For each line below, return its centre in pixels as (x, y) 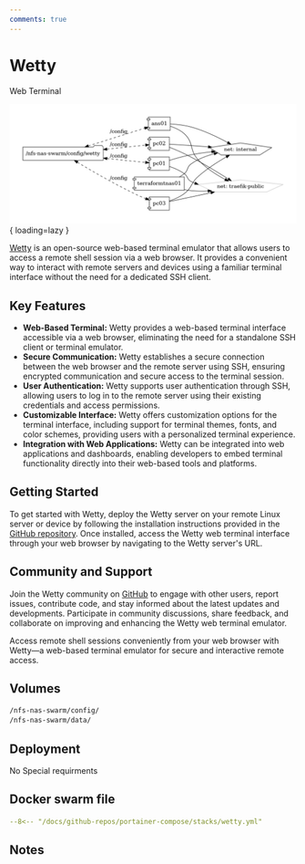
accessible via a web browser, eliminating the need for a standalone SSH (159, 338)
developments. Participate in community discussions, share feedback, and (149, 613)
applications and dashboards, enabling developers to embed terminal (152, 454)
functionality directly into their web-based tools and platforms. (140, 463)
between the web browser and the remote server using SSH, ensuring (153, 367)
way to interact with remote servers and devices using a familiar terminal (146, 267)
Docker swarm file (62, 800)
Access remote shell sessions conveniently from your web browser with (144, 640)
